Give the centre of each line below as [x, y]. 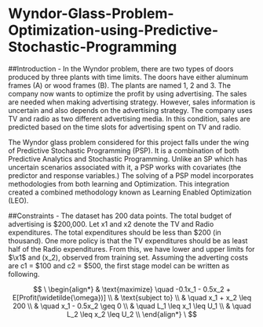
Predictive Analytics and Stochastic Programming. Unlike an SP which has [128, 158]
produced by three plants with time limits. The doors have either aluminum [128, 77]
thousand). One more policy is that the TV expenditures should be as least [128, 241]
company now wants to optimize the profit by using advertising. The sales [128, 93]
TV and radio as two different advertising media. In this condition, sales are [130, 118]
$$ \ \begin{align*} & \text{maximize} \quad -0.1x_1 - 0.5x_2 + [132, 289]
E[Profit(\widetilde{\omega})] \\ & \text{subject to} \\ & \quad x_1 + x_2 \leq [132, 297]
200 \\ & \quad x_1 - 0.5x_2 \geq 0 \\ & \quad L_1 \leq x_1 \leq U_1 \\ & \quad [132, 306]
